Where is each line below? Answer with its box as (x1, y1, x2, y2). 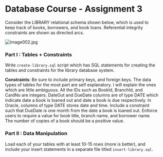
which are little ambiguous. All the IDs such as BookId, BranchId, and (5, 87, 143, 93)
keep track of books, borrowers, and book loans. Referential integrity (5, 24, 144, 30)
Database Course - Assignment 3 (5, 3, 143, 15)
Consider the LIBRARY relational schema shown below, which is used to (5, 19, 149, 25)
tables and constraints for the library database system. (5, 67, 115, 73)
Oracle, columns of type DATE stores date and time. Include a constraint (5, 103, 150, 109)
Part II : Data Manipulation (5, 130, 68, 137)
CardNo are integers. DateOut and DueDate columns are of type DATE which (5, 92, 159, 98)
